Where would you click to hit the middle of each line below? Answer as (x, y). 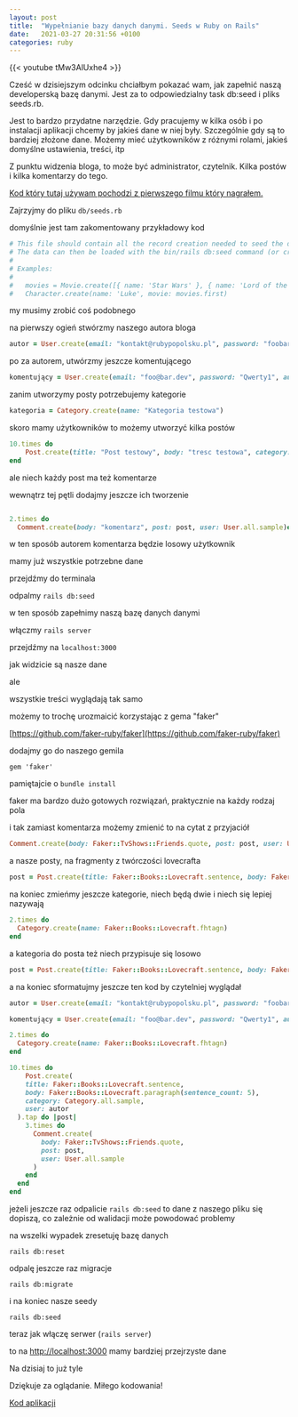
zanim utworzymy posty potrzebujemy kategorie (98, 395)
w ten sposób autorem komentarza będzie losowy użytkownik (122, 544)
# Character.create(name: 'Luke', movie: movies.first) (118, 294)
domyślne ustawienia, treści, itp (67, 149)
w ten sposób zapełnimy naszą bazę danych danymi (105, 613)
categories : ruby (41, 42)
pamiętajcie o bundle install (63, 784)
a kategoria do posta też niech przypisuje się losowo (105, 954)
